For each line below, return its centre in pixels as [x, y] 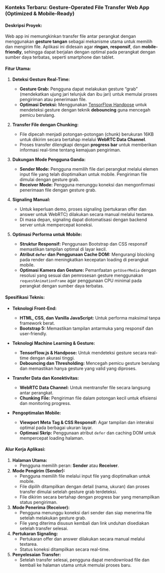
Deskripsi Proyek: [24, 25]
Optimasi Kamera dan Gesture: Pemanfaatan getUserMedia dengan [88, 270]
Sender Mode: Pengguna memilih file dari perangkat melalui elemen [89, 169]
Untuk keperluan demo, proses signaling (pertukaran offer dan [83, 209]
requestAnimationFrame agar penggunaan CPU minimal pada [81, 281]
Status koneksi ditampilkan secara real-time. [65, 549]
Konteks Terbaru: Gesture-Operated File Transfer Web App [77, 7]
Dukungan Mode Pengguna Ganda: [49, 160]
